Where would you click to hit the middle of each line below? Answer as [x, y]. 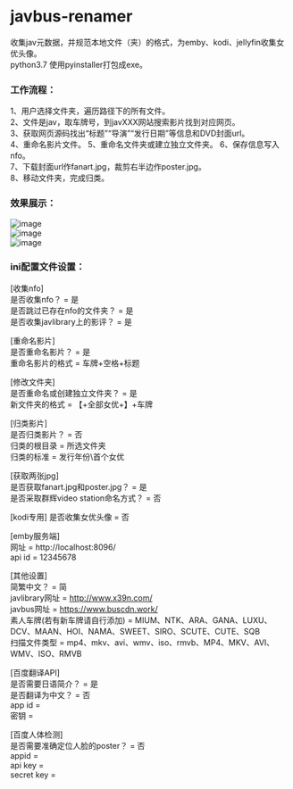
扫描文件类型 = [38, 642]
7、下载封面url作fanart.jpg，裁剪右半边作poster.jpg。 [108, 167]
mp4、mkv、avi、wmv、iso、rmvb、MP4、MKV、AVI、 [171, 642]
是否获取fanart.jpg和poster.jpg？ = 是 [79, 486]
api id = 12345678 [43, 557]
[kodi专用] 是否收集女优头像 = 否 [70, 517]
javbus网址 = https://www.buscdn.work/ [84, 609]
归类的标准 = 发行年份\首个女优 [67, 456]
